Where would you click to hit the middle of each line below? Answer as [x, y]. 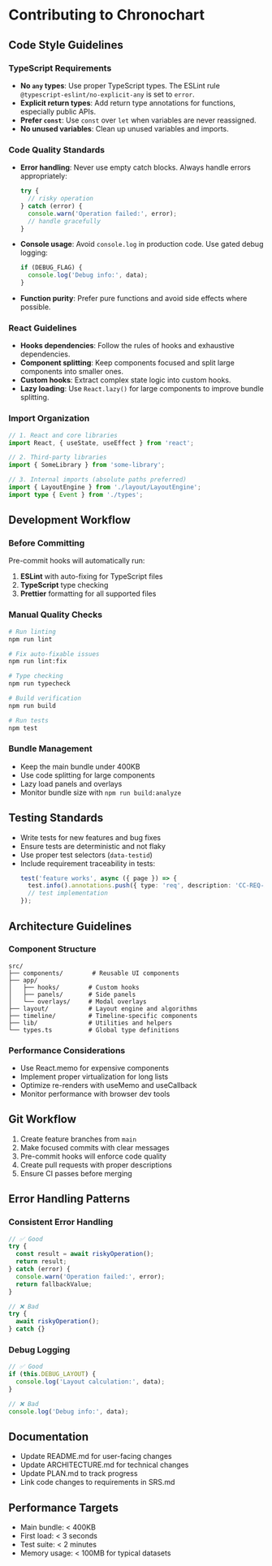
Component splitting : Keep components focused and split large [127, 363]
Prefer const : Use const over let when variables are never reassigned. [138, 120]
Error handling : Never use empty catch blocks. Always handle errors [136, 167]
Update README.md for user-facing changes [96, 1456]
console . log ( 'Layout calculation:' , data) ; [90, 1382]
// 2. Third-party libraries [58, 457]
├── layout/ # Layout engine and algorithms [103, 1008]
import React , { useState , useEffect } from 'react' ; [101, 443]
